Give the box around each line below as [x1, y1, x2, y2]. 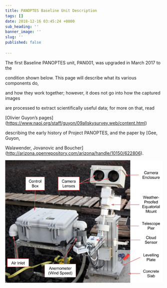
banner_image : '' [5, 29, 41, 35]
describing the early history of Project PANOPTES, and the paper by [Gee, [5, 130, 157, 136]
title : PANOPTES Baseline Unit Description [5, 8, 97, 13]
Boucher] [64, 145, 83, 151]
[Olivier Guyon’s [5, 115, 38, 121]
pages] [38, 115, 53, 121]
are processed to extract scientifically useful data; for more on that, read [5, 105, 155, 111]
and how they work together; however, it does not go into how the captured [5, 89, 161, 95]
